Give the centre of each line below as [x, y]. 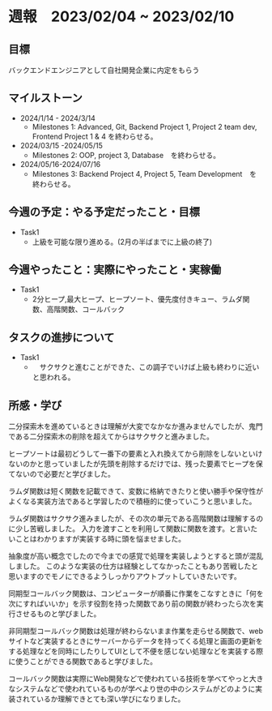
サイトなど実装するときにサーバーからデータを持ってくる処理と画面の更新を [136, 641]
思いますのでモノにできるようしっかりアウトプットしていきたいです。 [125, 576]
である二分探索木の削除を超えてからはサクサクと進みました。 [111, 437]
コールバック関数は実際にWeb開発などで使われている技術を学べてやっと [129, 679]
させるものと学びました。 [58, 614]
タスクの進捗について [62, 337]
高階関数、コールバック [86, 310]
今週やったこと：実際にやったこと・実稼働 [115, 270]
